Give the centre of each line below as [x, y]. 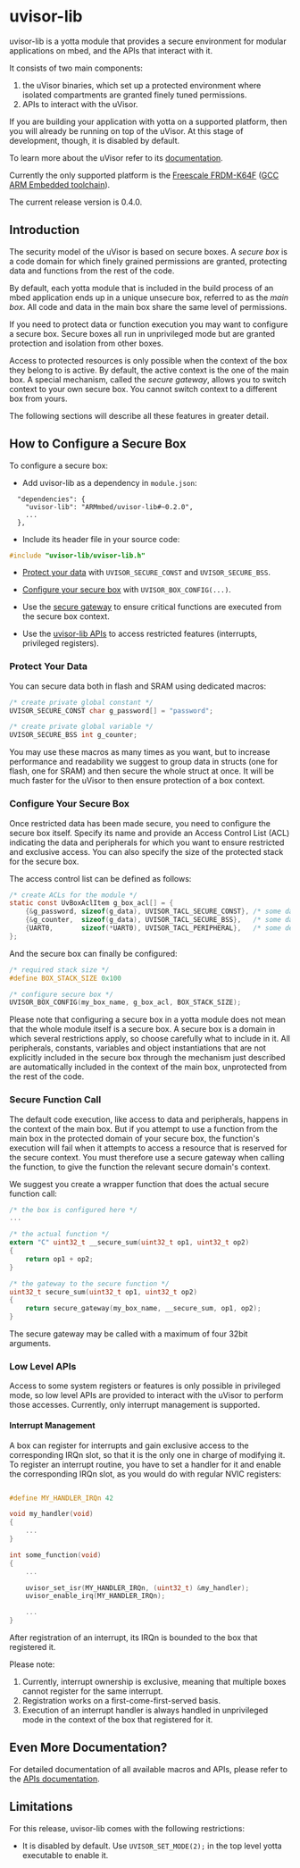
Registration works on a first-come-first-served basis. [121, 1701]
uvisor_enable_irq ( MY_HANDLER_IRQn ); [96, 1596]
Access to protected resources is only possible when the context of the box [148, 360]
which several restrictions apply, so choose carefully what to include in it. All [150, 1039]
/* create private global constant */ [81, 702]
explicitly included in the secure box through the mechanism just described [147, 1058]
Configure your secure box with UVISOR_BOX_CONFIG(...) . [127, 590]
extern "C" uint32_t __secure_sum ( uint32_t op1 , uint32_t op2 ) [129, 1243]
